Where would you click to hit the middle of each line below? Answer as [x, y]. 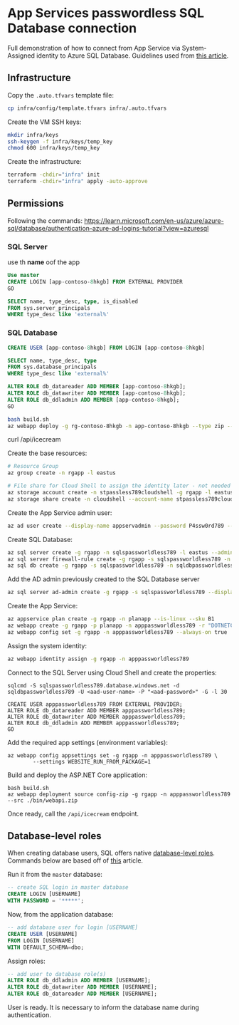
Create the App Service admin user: [60, 512]
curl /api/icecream [34, 439]
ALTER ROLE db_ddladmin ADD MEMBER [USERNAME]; [79, 981]
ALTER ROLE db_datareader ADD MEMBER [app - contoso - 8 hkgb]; [97, 387]
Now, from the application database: [60, 915]
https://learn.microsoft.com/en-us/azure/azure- [154, 220]
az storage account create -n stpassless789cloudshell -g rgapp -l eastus [121, 493]
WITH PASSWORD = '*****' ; [46, 901]
